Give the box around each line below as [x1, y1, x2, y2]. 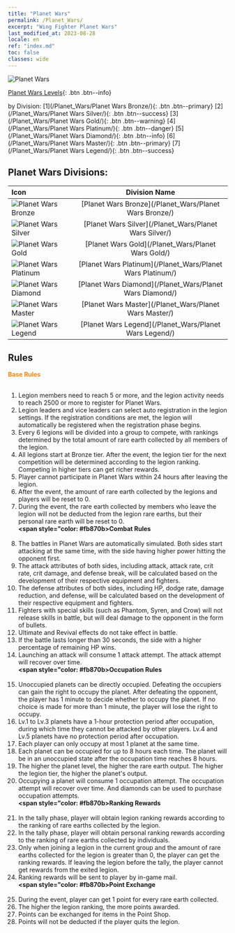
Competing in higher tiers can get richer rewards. [17, 465, 160, 474]
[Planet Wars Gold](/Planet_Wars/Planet [85, 239, 216, 248]
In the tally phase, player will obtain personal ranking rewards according [17, 828, 225, 837]
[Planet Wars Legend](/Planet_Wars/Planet [80, 319, 221, 329]
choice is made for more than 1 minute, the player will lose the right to [17, 703, 218, 711]
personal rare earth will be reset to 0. [17, 517, 125, 525]
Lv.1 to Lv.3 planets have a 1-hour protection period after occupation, [17, 717, 215, 726]
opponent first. [17, 554, 61, 562]
